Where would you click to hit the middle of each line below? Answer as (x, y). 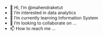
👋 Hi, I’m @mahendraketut (36, 8)
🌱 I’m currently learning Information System (54, 18)
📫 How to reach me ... (33, 28)
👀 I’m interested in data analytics (43, 13)
